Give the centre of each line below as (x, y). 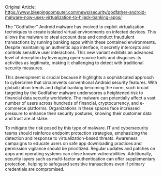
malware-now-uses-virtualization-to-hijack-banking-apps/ (63, 17)
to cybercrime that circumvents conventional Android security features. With (81, 82)
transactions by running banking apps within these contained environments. (81, 42)
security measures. (24, 68)
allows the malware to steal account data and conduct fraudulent (70, 37)
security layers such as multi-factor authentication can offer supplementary (80, 159)
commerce (16, 108)
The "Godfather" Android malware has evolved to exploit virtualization (75, 27)
